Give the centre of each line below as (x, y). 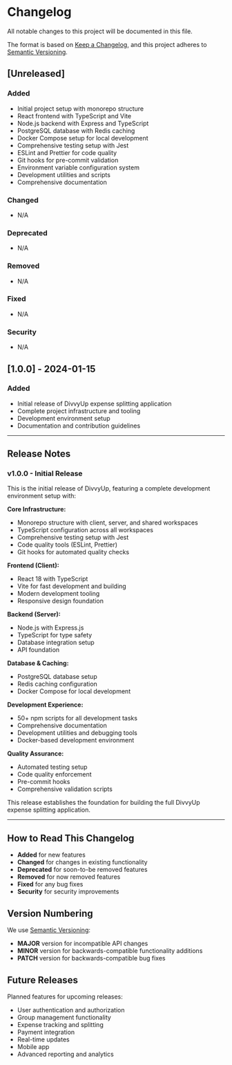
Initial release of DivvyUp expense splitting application (94, 403)
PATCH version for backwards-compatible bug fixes (91, 958)
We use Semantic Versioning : (49, 930)
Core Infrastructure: (37, 509)
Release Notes (39, 454)
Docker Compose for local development (74, 691)
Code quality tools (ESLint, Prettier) (67, 545)
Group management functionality (64, 1017)
